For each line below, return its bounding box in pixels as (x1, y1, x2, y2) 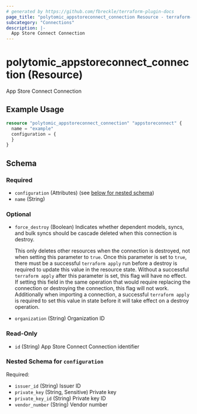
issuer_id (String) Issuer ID (14, 382, 81, 389)
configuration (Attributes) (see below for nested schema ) (14, 189, 154, 196)
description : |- (6, 25, 46, 31)
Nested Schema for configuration (6, 358, 104, 366)
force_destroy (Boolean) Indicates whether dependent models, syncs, (14, 224, 185, 231)
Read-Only (6, 329, 38, 338)
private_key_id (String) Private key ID (14, 395, 107, 402)
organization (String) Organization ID (14, 315, 105, 322)
